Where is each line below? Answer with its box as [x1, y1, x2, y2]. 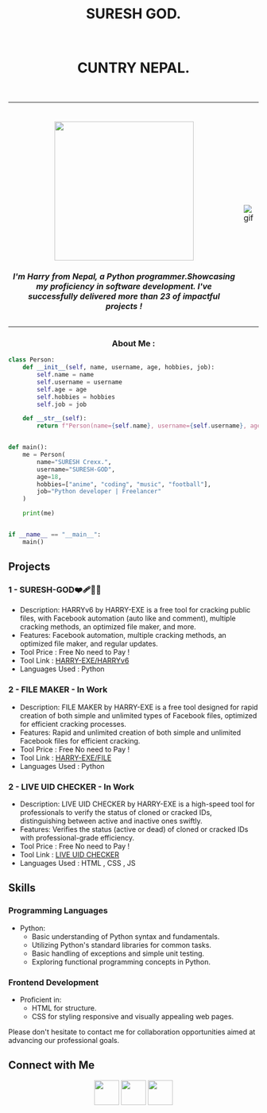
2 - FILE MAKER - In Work [8, 684, 108, 695]
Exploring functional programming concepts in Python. [31, 956, 211, 966]
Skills [8, 881, 36, 895]
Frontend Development [8, 976, 99, 987]
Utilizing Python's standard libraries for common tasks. [31, 940, 212, 949]
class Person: [8, 356, 56, 364]
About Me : [111, 338, 156, 349]
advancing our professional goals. [8, 1036, 120, 1045]
